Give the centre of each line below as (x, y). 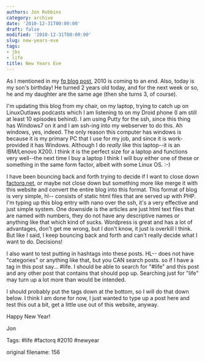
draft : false (23, 29)
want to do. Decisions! (35, 241)
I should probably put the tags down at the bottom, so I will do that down (98, 291)
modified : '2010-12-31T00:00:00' (49, 35)
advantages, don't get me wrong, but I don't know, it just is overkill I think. (99, 228)
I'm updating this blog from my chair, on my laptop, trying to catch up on (97, 106)
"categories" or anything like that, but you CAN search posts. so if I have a (100, 260)
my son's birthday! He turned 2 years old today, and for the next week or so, (102, 87)
